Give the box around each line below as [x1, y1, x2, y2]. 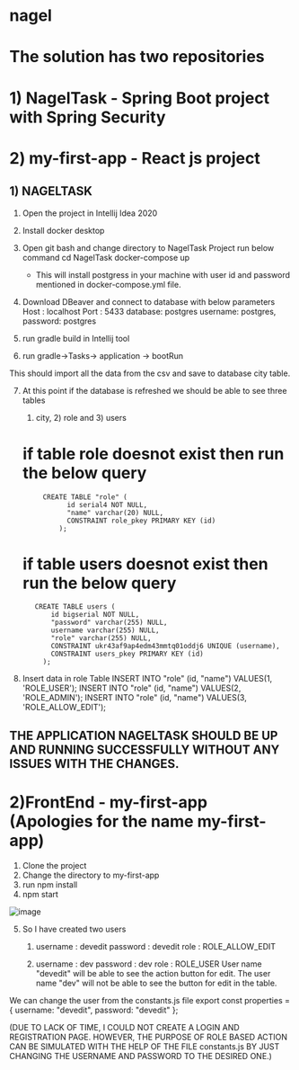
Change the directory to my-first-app [22, 869, 160, 880]
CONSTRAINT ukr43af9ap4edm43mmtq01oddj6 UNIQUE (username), [50, 642, 280, 651]
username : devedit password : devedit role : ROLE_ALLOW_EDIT [35, 941, 277, 951]
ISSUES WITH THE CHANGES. [9, 756, 180, 771]
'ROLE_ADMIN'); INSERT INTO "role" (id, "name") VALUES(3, [22, 692, 247, 703]
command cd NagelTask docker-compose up [22, 252, 190, 263]
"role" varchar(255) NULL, [50, 634, 152, 643]
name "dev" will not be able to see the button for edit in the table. [35, 977, 277, 988]
